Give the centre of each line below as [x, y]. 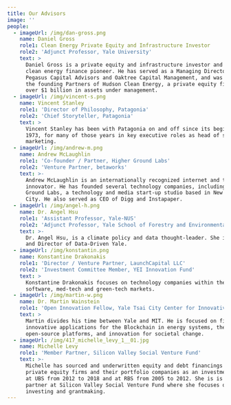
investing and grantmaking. [66, 391]
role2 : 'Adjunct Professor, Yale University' [86, 52]
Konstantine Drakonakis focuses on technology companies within [119, 282]
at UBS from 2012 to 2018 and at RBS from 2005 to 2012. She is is [124, 378]
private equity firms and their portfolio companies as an [111, 372]
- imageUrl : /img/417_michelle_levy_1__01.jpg [81, 340]
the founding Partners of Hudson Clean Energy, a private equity [121, 84]
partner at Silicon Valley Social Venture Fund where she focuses [122, 385]
